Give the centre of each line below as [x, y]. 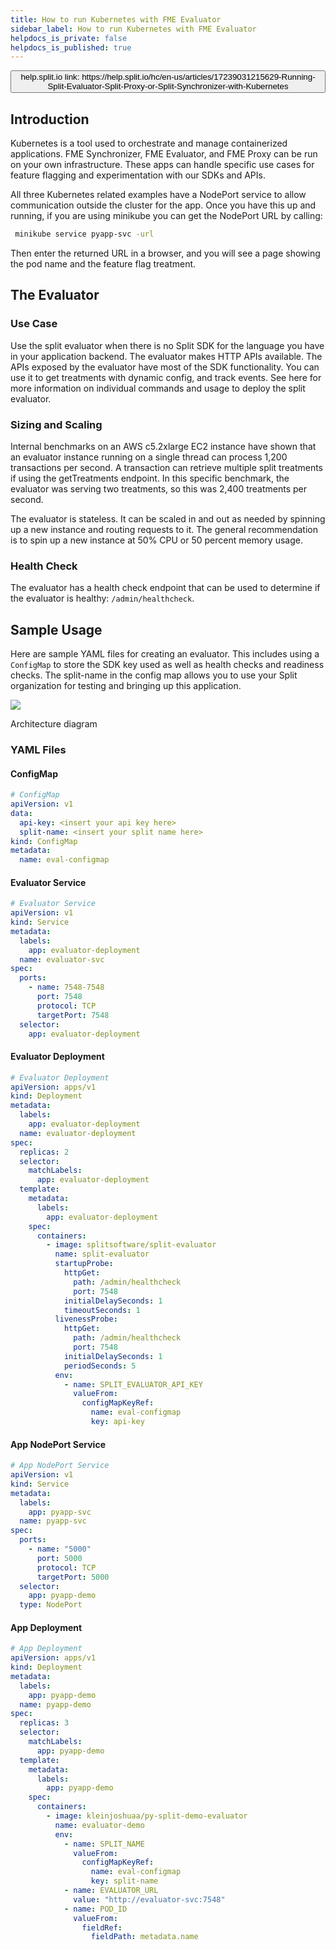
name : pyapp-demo [55, 1704]
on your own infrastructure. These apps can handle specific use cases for [162, 165]
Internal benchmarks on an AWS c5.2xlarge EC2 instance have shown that [163, 446]
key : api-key [117, 1422]
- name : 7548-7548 [66, 987]
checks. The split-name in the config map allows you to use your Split [154, 675]
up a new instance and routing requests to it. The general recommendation [164, 529]
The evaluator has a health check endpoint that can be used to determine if [165, 588]
